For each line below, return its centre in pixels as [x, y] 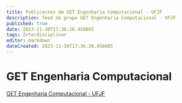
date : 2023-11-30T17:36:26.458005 [50, 29]
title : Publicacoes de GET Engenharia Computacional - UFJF [85, 12]
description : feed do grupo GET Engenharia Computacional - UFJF [91, 18]
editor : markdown [28, 40]
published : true [27, 23]
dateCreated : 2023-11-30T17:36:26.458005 [60, 47]
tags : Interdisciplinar [37, 35]
